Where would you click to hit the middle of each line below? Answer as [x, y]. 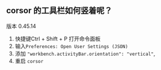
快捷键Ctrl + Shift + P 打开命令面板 [58, 39]
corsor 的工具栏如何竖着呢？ [59, 11]
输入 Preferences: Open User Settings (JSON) [71, 46]
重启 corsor [29, 61]
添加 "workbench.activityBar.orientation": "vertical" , [85, 53]
